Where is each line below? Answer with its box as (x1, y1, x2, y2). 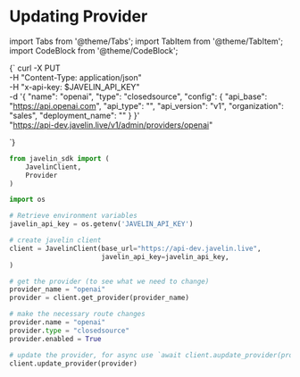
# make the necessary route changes (9, 310, 146, 319)
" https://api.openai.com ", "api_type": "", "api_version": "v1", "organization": (9, 100, 284, 111)
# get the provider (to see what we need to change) (9, 277, 210, 286)
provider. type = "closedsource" (9, 326, 129, 335)
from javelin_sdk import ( (9, 154, 110, 163)
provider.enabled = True (9, 334, 102, 343)
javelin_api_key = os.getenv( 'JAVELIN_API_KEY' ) (9, 220, 194, 229)
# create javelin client (9, 236, 102, 245)
